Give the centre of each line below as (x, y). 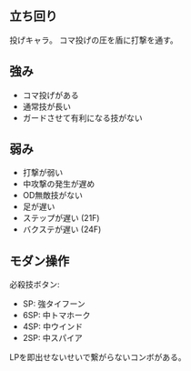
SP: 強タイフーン (54, 304)
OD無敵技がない (53, 196)
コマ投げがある (50, 95)
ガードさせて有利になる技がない (82, 117)
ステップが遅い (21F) (61, 218)
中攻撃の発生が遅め (59, 184)
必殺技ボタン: (35, 285)
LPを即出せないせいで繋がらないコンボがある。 (98, 357)
